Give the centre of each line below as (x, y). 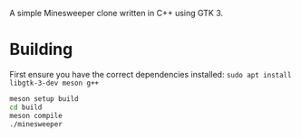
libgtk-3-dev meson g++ (54, 83)
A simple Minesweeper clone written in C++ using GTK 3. (117, 13)
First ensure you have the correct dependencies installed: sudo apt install (150, 74)
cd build (26, 107)
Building (41, 50)
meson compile (36, 115)
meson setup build (44, 98)
